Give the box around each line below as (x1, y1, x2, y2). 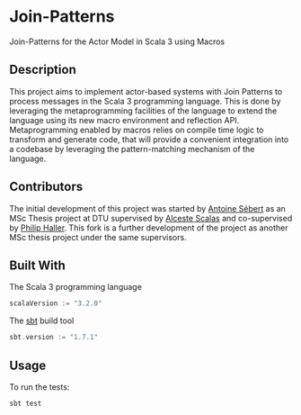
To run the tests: (9, 381, 70, 392)
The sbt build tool (9, 315, 75, 326)
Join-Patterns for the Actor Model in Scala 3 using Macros (9, 36, 226, 47)
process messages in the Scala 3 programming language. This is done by (9, 95, 281, 106)
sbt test (9, 399, 42, 408)
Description (9, 62, 76, 77)
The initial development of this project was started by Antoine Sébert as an (9, 203, 286, 213)
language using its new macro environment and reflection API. (9, 114, 240, 125)
